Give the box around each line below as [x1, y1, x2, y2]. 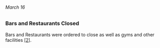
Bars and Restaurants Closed [5, 20, 79, 27]
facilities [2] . [5, 37, 32, 43]
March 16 [5, 4, 25, 10]
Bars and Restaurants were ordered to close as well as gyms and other [5, 31, 155, 38]
